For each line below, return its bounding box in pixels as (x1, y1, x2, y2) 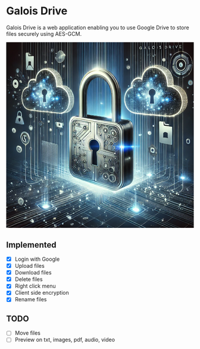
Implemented (6, 240, 57, 250)
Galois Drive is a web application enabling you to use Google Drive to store (6, 24, 189, 31)
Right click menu (14, 282, 56, 290)
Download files (14, 269, 52, 276)
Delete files (14, 276, 43, 283)
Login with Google (14, 255, 60, 263)
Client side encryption (14, 289, 70, 297)
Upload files (14, 262, 45, 270)
